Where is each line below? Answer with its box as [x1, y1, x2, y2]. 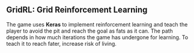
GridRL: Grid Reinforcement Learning [6, 5, 148, 15]
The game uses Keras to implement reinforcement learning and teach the [6, 20, 188, 28]
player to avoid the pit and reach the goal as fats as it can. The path [6, 27, 173, 34]
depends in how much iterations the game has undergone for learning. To [6, 33, 189, 41]
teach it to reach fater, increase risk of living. [6, 40, 117, 47]
